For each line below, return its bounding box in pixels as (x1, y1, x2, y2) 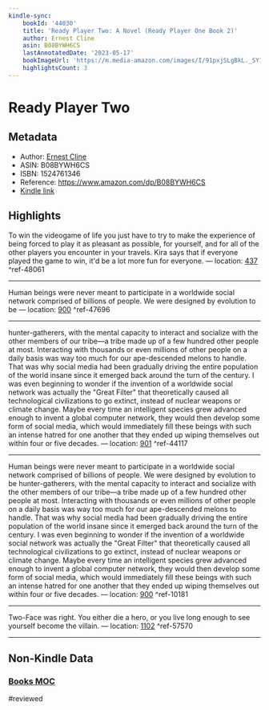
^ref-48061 (8, 264, 45, 274)
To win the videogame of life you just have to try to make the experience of (8, 230, 256, 240)
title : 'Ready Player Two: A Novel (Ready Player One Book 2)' (22, 26, 239, 34)
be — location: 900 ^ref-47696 (8, 304, 110, 314)
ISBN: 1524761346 (19, 168, 82, 178)
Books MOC (8, 676, 56, 687)
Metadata (8, 130, 58, 144)
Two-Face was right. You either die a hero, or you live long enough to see (8, 612, 251, 622)
